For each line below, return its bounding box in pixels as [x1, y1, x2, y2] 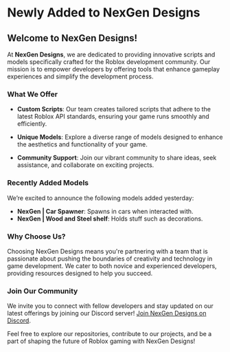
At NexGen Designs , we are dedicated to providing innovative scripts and [7, 50, 216, 58]
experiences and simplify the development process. [7, 72, 154, 80]
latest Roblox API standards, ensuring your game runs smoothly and [16, 112, 209, 121]
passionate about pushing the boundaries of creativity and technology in [7, 254, 213, 263]
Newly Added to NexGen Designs [7, 5, 200, 21]
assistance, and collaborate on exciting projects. [16, 161, 154, 169]
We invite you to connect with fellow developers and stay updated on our [7, 302, 214, 310]
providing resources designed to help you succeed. [7, 269, 153, 277]
